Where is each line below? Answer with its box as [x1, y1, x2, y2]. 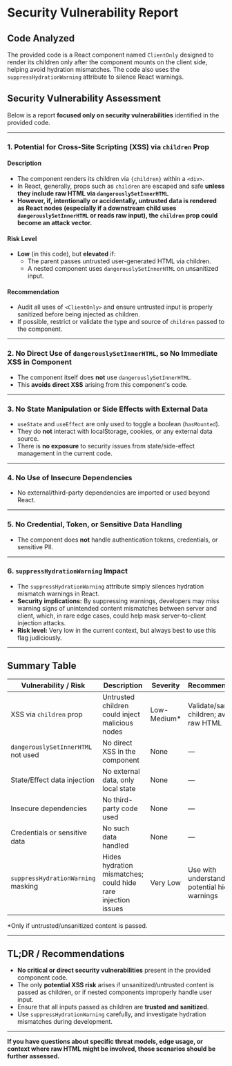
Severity [151, 680, 180, 690]
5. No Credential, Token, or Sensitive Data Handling [7, 520, 182, 529]
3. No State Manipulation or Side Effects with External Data [7, 404, 209, 414]
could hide [102, 877, 137, 887]
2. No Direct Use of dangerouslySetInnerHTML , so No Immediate [7, 349, 218, 359]
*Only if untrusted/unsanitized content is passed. [7, 921, 148, 930]
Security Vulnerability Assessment [7, 93, 161, 104]
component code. [17, 973, 68, 982]
